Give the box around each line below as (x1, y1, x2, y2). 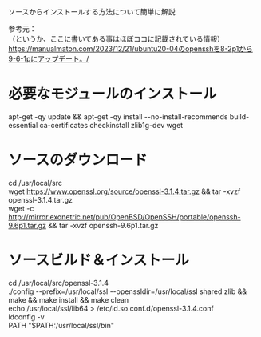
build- (229, 111, 250, 122)
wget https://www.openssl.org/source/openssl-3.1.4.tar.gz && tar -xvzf (8, 187, 241, 196)
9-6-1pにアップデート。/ (8, 54, 89, 63)
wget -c (8, 203, 34, 213)
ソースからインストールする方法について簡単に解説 (8, 7, 176, 16)
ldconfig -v (8, 311, 45, 322)
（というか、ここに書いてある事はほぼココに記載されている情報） (8, 34, 225, 43)
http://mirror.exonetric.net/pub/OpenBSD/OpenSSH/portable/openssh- (8, 211, 241, 222)
